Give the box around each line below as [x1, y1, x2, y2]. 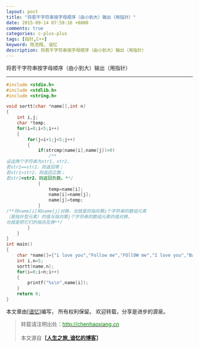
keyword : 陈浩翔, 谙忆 [6, 42, 58, 48]
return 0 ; [17, 291, 41, 297]
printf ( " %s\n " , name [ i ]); [27, 280, 89, 286]
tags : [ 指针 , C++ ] [6, 36, 47, 42]
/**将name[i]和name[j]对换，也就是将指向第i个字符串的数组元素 [6, 208, 147, 214]
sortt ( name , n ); [17, 263, 54, 269]
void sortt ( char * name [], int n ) [6, 103, 86, 110]
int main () [6, 241, 33, 247]
